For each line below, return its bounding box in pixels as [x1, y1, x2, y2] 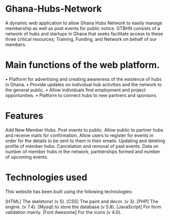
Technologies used [5, 172, 88, 183]
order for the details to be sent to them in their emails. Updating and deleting [5, 138, 165, 144]
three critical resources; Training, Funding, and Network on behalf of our [5, 36, 157, 42]
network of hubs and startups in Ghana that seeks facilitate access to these [5, 30, 163, 37]
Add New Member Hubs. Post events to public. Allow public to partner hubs [5, 127, 163, 133]
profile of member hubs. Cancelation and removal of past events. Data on [5, 143, 159, 149]
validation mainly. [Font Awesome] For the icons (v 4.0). [5, 209, 122, 215]
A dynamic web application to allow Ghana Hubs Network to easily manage [5, 20, 162, 26]
